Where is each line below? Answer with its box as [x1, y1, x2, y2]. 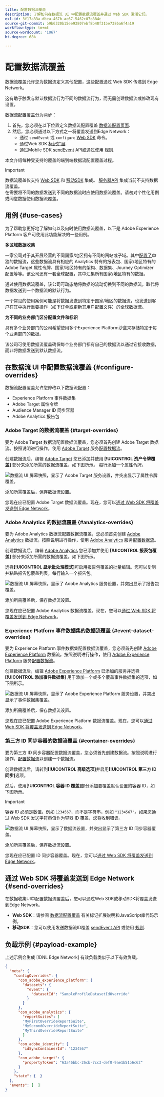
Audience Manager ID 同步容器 [12, 407, 75, 413]
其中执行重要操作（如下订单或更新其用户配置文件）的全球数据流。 [13, 304, 146, 310]
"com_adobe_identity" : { [18, 1042, 69, 1047]
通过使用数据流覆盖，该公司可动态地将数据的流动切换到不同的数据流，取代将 [5, 281, 159, 287]
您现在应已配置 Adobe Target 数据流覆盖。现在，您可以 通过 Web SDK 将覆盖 [5, 499, 159, 505]
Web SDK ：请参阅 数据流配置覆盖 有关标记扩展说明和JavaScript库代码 [12, 912, 154, 918]
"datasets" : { [22, 982, 51, 987]
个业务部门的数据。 [5, 331, 44, 337]
